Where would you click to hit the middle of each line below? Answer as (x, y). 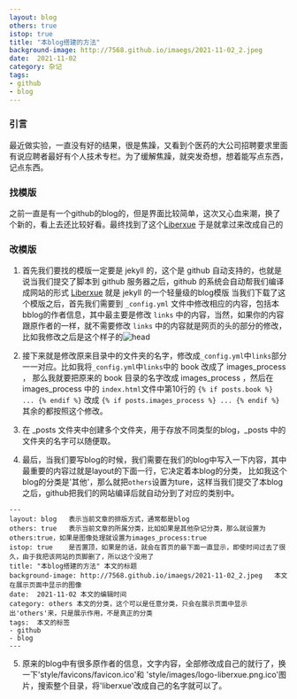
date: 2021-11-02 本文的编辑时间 (68, 594)
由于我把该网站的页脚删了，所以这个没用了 (88, 557)
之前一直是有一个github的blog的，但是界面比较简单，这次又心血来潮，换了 (145, 214)
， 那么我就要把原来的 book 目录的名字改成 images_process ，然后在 (148, 378)
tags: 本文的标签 (40, 623)
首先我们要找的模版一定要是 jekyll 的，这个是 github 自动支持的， (140, 270)
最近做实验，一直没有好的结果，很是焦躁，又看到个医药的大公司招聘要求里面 (148, 145)
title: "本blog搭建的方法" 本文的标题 (73, 567)
